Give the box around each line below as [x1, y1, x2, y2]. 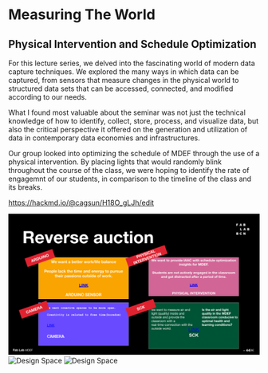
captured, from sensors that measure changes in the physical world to [8, 76, 239, 84]
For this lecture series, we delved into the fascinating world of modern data [8, 58, 255, 68]
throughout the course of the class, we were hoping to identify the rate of [8, 166, 250, 175]
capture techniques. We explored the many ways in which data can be [8, 67, 239, 77]
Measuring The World [8, 6, 156, 24]
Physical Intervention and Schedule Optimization [8, 37, 257, 51]
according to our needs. [8, 92, 88, 101]
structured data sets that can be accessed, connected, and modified [8, 84, 234, 93]
